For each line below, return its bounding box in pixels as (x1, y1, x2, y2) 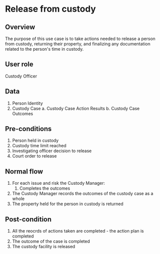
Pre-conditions (5, 125, 52, 133)
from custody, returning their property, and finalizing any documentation (5, 41, 150, 47)
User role (5, 60, 34, 69)
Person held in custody (12, 137, 59, 143)
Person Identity (12, 100, 43, 106)
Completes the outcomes (19, 185, 70, 191)
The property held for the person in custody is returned (12, 201, 123, 207)
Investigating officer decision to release (12, 148, 92, 154)
